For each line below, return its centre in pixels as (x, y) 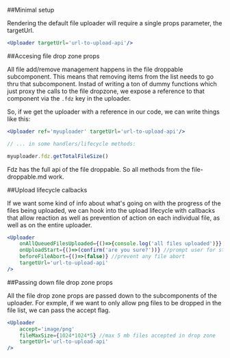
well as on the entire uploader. (50, 225)
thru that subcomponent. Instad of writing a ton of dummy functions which (112, 84)
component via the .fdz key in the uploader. (69, 98)
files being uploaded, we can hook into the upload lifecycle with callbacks (111, 210)
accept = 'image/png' (47, 329)
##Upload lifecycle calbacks (47, 190)
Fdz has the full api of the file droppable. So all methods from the (99, 169)
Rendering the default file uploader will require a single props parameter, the (115, 23)
